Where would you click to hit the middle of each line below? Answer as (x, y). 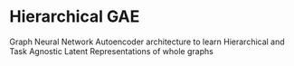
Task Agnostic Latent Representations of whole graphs (112, 51)
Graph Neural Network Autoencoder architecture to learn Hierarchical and (147, 42)
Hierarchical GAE (75, 17)
